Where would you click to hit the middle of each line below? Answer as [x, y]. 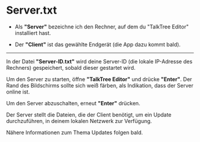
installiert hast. [33, 33]
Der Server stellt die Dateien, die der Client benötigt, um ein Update [89, 114]
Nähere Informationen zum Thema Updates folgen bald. [74, 132]
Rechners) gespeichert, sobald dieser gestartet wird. [71, 67]
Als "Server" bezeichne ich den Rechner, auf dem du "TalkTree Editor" [102, 27]
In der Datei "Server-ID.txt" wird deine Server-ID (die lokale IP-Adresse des [99, 61]
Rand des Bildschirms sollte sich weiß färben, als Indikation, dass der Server [100, 85]
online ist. [18, 92]
